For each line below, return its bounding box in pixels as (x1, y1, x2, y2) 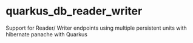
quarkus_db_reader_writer (5, 4, 143, 18)
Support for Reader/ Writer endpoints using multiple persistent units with (5, 24, 188, 31)
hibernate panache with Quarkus (5, 30, 87, 38)
